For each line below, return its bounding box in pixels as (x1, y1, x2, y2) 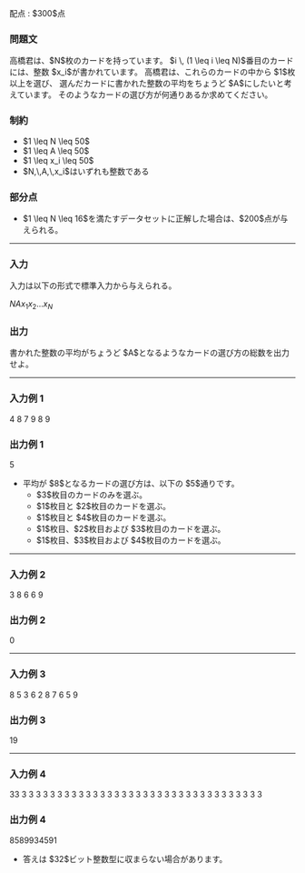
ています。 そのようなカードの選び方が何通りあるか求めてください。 (16, 89, 273, 100)
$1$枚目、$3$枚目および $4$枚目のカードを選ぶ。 (35, 535, 226, 546)
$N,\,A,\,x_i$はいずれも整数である (22, 166, 150, 176)
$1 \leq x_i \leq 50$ (22, 155, 94, 166)
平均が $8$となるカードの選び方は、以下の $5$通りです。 (22, 477, 240, 488)
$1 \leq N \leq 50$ (22, 135, 91, 146)
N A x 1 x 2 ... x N (9, 298, 53, 311)
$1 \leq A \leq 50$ (22, 145, 90, 156)
